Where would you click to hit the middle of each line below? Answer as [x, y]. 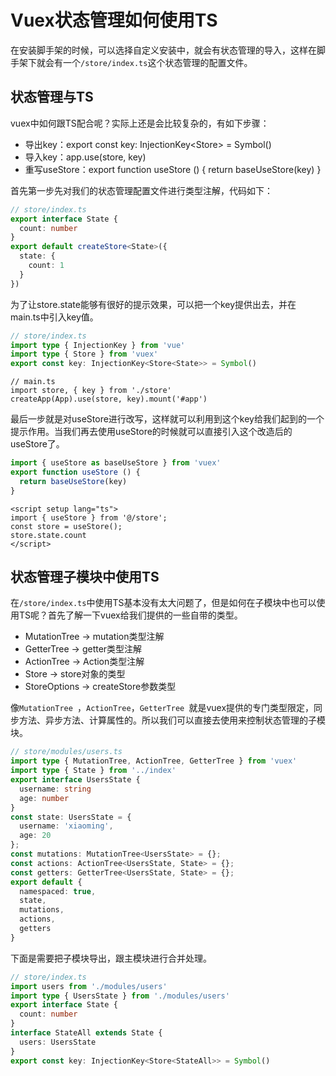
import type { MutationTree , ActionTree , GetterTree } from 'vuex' [154, 761]
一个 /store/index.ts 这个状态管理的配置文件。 [157, 62]
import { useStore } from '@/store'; [89, 517]
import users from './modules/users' [89, 986]
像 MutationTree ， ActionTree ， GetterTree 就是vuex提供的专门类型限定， [162, 708]
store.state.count [48, 535]
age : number [44, 798]
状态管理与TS [52, 97]
